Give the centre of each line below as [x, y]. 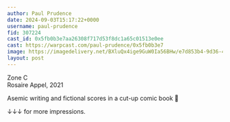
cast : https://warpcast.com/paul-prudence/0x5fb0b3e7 [86, 45]
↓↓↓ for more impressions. [46, 111]
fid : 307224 [24, 33]
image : [16, 52]
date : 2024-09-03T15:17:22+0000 [53, 20]
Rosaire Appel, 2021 [35, 85]
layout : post [26, 58]
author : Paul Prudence [39, 13]
